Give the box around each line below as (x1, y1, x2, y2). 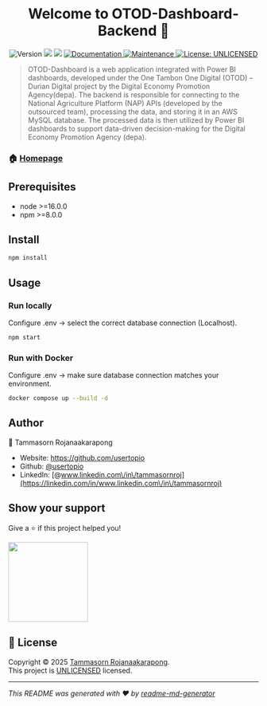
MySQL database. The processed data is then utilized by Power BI (27, 115, 245, 124)
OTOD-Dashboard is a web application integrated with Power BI (27, 65, 237, 74)
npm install (8, 254, 48, 262)
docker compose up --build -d (8, 394, 109, 402)
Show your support (8, 501, 106, 515)
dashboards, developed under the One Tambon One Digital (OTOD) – (27, 73, 253, 82)
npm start (8, 334, 41, 342)
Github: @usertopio (19, 461, 84, 471)
